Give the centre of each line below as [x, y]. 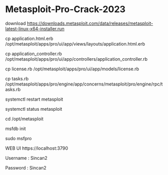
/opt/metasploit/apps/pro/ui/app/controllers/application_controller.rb [76, 59]
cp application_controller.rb [34, 54]
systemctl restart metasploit [34, 99]
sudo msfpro [18, 138]
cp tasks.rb [17, 78]
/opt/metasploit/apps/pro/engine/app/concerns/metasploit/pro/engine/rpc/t [84, 84]
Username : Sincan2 [26, 158]
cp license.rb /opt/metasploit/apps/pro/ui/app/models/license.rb [72, 69]
